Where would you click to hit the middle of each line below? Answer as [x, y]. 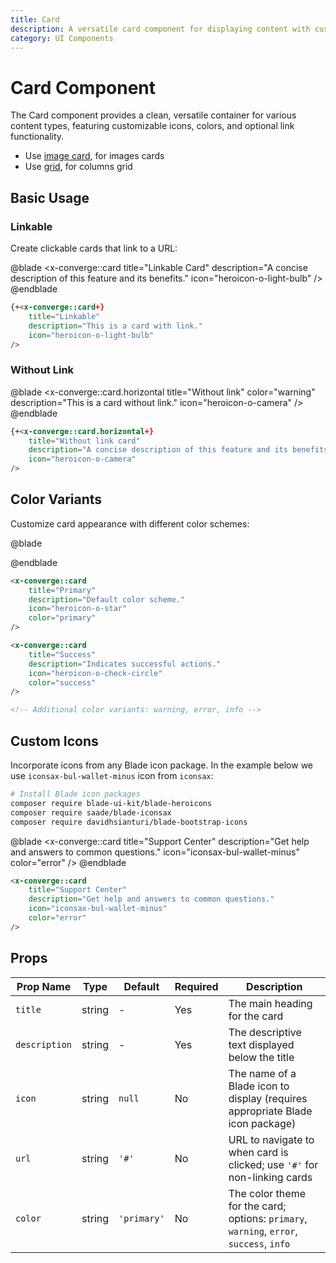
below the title [261, 1057]
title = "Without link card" [84, 441]
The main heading [270, 1003]
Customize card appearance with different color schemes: [130, 523]
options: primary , [268, 1218]
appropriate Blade [270, 1111]
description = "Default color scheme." [107, 599]
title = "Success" [62, 654]
